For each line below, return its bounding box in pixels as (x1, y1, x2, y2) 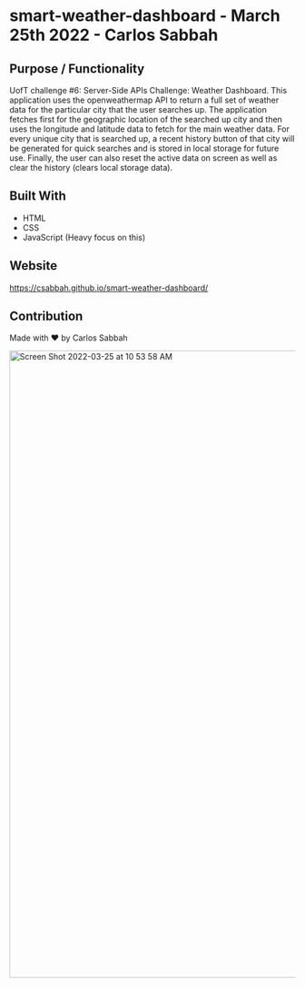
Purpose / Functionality (9, 61, 145, 76)
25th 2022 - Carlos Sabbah (9, 25, 219, 45)
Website (9, 258, 57, 273)
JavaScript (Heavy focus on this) (22, 232, 146, 242)
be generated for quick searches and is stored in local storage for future (9, 143, 280, 153)
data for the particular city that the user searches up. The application (9, 104, 268, 114)
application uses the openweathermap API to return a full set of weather (9, 94, 280, 105)
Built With (9, 188, 66, 204)
